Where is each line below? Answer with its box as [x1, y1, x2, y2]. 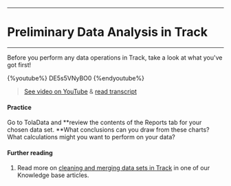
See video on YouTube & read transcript [23, 87, 137, 95]
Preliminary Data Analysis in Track [7, 25, 208, 40]
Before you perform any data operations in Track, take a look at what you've [7, 53, 223, 62]
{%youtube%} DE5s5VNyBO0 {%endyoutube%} [7, 73, 144, 82]
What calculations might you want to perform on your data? [7, 133, 175, 141]
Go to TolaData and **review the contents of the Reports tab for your [7, 118, 202, 127]
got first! [7, 60, 32, 69]
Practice [7, 103, 32, 111]
